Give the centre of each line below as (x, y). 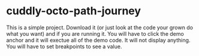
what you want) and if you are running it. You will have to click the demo (95, 33)
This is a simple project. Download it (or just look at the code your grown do (100, 27)
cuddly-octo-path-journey (74, 11)
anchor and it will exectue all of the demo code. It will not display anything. (98, 40)
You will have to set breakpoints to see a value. (64, 46)
